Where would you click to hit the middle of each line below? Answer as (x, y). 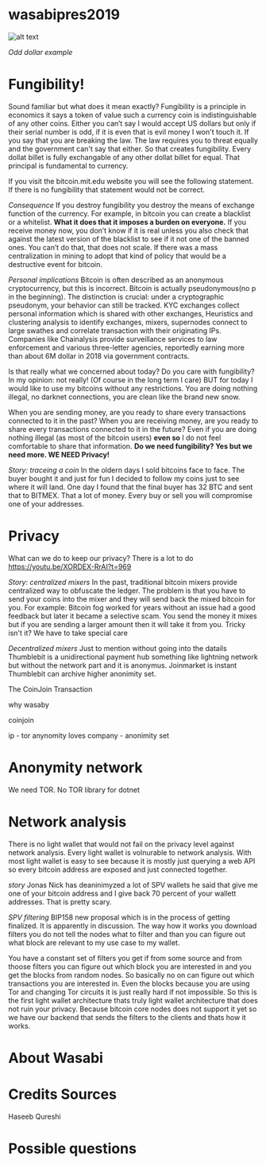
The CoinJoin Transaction (50, 689)
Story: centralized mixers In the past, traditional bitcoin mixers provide (123, 582)
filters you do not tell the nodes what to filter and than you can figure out (127, 934)
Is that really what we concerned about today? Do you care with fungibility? (132, 371)
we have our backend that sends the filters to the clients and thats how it (127, 1017)
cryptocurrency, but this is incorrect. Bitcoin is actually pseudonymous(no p (132, 288)
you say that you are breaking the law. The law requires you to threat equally (133, 140)
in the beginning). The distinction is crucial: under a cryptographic (116, 296)
